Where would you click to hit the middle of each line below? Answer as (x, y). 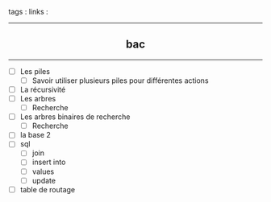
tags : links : (28, 12)
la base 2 (35, 135)
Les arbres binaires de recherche (75, 117)
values (43, 171)
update (44, 180)
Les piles (35, 71)
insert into (49, 162)
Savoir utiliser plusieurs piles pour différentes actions (120, 80)
